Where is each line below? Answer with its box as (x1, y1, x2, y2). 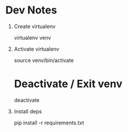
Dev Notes (5, 4, 57, 17)
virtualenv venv (13, 34, 51, 41)
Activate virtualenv (13, 45, 60, 53)
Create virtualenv (13, 23, 56, 30)
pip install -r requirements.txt (13, 119, 84, 126)
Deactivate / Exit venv (13, 77, 123, 91)
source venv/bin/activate (13, 57, 74, 64)
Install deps (13, 107, 42, 114)
